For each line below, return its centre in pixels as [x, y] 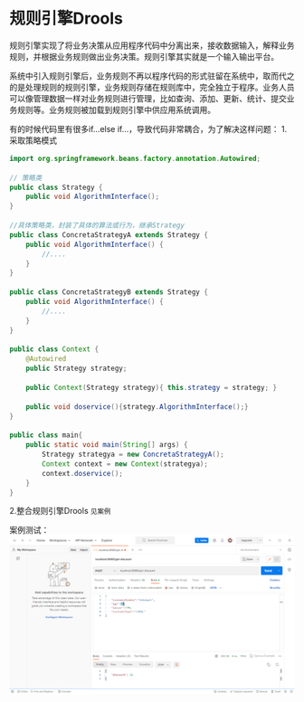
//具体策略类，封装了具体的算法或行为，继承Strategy [97, 226]
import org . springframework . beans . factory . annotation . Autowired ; [135, 158]
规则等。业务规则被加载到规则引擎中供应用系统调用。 [116, 109]
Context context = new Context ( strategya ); [125, 464]
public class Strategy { [56, 187]
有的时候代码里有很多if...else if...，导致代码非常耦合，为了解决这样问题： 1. [148, 128]
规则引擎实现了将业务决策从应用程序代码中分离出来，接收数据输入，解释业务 [152, 45]
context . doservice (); [83, 473]
